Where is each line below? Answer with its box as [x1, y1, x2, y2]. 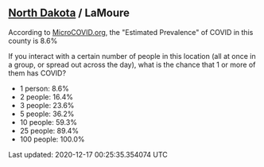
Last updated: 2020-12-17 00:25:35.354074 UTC [8, 150, 169, 159]
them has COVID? [8, 68, 66, 78]
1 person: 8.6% [19, 83, 69, 93]
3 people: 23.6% [19, 100, 75, 110]
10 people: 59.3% [19, 117, 78, 126]
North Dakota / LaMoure [8, 6, 130, 20]
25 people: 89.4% [19, 126, 80, 135]
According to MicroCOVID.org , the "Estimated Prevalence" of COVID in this [8, 27, 254, 37]
